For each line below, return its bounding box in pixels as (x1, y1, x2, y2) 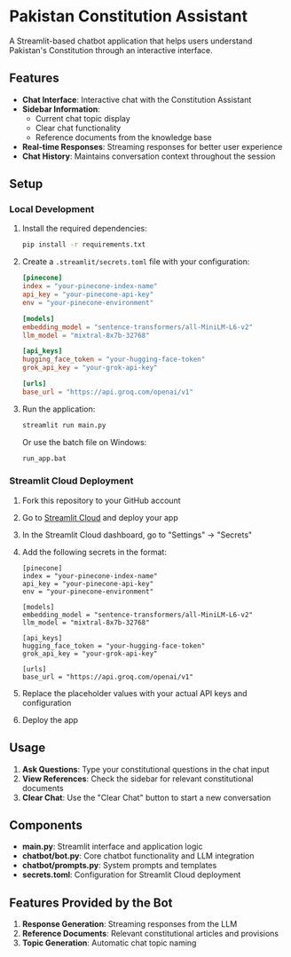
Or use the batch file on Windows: (21, 436, 147, 447)
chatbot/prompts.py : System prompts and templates (21, 860, 217, 871)
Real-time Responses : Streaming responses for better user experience (21, 141, 283, 152)
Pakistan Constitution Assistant (9, 6, 248, 27)
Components (9, 818, 83, 833)
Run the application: (21, 404, 96, 414)
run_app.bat (21, 454, 67, 463)
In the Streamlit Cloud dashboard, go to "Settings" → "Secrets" (21, 529, 253, 540)
